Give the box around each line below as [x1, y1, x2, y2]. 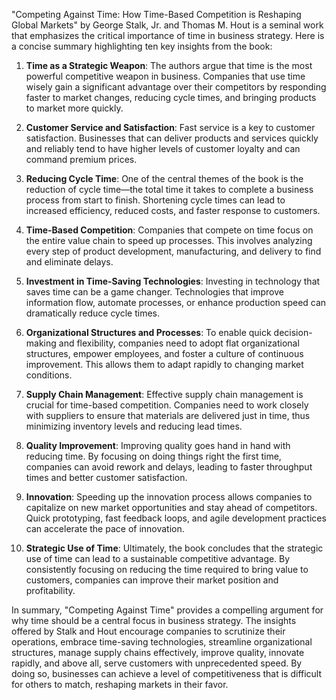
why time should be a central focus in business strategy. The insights [11, 615, 297, 626]
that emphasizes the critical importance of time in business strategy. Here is [11, 30, 325, 41]
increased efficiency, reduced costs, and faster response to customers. [25, 205, 321, 216]
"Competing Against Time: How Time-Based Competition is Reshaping [11, 9, 302, 20]
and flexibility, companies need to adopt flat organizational [58, 337, 300, 349]
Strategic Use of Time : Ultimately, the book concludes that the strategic [25, 542, 324, 554]
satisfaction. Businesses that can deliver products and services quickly [25, 132, 319, 144]
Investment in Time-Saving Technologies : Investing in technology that [25, 275, 321, 287]
